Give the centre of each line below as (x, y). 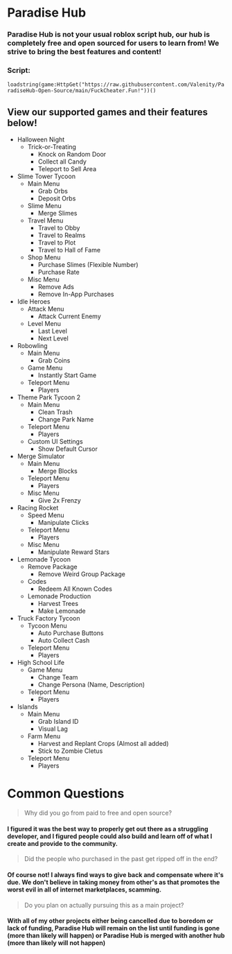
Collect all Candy (62, 162)
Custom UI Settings (55, 442)
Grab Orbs (53, 191)
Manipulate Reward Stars (73, 552)
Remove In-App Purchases (76, 294)
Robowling (32, 346)
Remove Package (52, 567)
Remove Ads (56, 287)
